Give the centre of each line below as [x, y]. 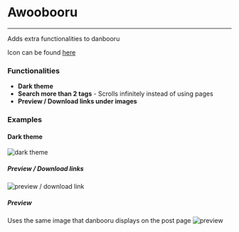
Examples [25, 120]
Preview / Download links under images [77, 101]
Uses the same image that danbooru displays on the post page [99, 221]
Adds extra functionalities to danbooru [64, 38]
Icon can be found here [42, 52]
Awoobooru [43, 12]
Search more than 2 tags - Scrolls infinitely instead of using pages [115, 94]
